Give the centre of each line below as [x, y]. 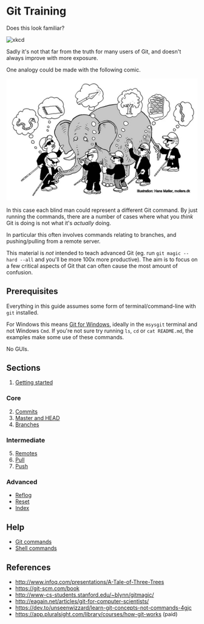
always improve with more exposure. [52, 58]
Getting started [34, 382]
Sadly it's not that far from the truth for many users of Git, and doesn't [94, 51]
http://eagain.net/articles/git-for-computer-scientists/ [82, 601]
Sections [23, 368]
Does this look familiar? [36, 28]
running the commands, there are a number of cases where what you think [100, 216]
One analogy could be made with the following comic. [73, 70]
